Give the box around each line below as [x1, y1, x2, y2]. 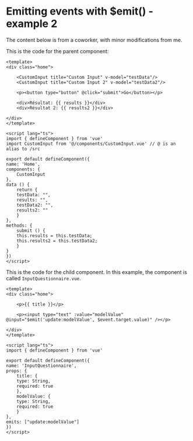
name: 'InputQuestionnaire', [6, 363, 77, 369]
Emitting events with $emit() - [6, 5, 153, 18]
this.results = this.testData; [16, 232, 93, 238]
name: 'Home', [6, 161, 41, 167]
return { [16, 186, 38, 193]
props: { [6, 367, 27, 374]
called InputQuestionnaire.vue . [6, 275, 81, 282]
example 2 [6, 17, 58, 30]
